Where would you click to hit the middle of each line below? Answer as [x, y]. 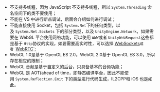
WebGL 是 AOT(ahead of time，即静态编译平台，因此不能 [67, 73]
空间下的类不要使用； [35, 13]
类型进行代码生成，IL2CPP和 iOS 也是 [110, 79]
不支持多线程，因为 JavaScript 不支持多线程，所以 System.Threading [78, 7]
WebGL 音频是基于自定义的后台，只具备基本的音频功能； [67, 67]
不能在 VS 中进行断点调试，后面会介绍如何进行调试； [63, 19]
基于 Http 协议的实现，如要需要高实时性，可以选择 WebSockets [77, 43]
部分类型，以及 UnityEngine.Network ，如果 [107, 31]
